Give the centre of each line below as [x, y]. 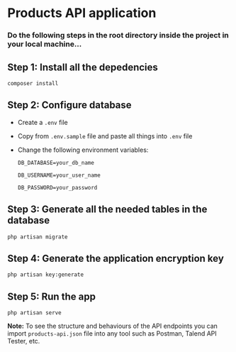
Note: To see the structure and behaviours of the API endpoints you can [113, 326]
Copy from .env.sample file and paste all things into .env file [105, 136]
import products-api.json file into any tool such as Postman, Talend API [112, 334]
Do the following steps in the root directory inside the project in [118, 35]
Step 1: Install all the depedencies [83, 67]
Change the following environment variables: [83, 150]
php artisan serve [34, 313]
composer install [33, 83]
